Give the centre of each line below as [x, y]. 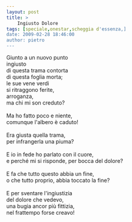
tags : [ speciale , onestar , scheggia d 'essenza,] [66, 29]
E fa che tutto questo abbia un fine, [50, 174]
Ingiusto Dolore [38, 23]
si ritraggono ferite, [30, 90]
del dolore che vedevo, [35, 199]
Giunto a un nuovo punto [37, 57]
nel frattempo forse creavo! [40, 213]
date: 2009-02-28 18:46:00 [40, 35]
